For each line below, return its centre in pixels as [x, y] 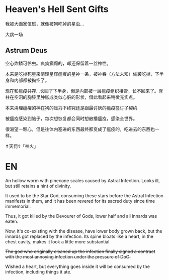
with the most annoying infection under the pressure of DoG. [68, 256]
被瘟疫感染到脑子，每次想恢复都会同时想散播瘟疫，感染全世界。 [71, 118]
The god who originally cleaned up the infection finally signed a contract [80, 251]
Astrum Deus [26, 50]
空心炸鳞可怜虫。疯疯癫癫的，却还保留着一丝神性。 [58, 63]
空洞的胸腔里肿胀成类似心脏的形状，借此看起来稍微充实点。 [75, 97]
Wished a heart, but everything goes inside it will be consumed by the [77, 266]
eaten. [12, 221]
